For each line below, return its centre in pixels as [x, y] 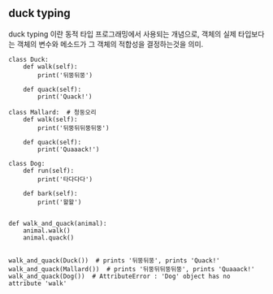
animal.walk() [47, 231]
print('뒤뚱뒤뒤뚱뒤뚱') [74, 128]
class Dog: [27, 163]
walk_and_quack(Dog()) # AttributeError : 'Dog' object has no [119, 276]
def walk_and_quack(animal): [58, 223]
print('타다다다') [65, 179]
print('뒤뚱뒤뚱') [65, 75]
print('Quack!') [65, 97]
